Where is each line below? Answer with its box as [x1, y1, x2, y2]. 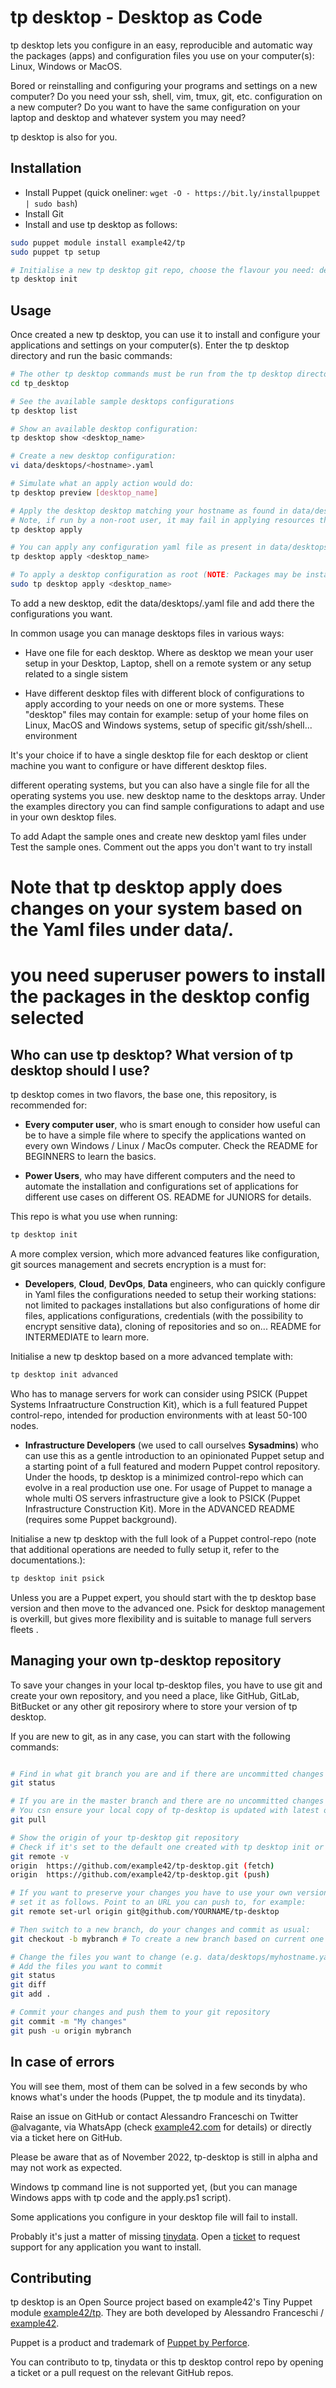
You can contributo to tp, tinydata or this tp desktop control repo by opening [10, 2356, 324, 2368]
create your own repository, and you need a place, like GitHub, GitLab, [10, 1689, 300, 1701]
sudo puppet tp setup [10, 247, 101, 257]
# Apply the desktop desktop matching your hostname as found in [10, 506, 288, 516]
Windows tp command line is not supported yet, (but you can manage [10, 2181, 298, 2193]
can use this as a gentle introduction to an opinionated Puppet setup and [24, 1449, 325, 1461]
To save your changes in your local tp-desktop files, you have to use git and [10, 1679, 323, 1691]
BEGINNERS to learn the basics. [24, 1151, 157, 1163]
